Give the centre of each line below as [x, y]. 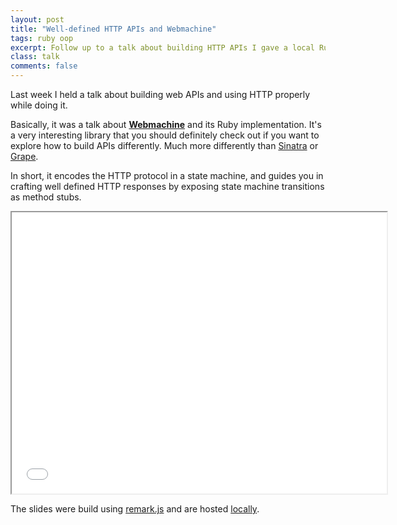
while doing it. [39, 105]
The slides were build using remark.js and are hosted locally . [135, 509]
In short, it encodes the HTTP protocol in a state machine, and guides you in [167, 175]
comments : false [44, 66]
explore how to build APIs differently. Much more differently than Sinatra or [164, 145]
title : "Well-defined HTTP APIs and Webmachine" [113, 29]
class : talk [35, 57]
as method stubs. [46, 197]
